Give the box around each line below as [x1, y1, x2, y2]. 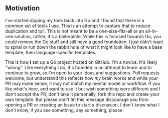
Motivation [5, 4, 40, 13]
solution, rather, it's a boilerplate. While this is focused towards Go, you [14, 33, 161, 39]
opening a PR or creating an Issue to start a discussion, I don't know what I [5, 101, 159, 107]
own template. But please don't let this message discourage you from [5, 96, 149, 102]
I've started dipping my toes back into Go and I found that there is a [5, 17, 144, 23]
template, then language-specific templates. [5, 49, 97, 55]
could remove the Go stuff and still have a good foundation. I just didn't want [5, 39, 163, 45]
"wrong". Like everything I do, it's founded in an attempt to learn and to [5, 64, 152, 70]
